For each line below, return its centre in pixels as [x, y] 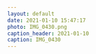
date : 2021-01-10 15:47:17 [47, 20]
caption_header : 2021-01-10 [48, 33]
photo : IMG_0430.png [37, 27]
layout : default [31, 14]
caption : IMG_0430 [34, 40]
